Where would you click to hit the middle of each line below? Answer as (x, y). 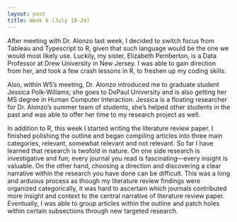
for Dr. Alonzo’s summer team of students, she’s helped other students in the (119, 107)
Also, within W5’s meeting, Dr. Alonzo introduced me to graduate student (113, 84)
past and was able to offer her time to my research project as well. (104, 115)
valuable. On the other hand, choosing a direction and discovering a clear (114, 165)
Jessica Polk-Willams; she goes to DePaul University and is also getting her (117, 92)
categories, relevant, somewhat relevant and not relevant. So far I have (110, 143)
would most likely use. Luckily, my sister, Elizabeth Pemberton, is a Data (112, 55)
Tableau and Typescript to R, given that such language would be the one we (118, 48)
